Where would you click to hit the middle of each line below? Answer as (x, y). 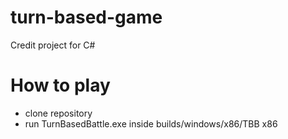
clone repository (58, 113)
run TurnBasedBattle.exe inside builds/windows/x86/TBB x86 (151, 123)
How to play (60, 85)
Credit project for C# (53, 45)
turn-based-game (86, 17)
